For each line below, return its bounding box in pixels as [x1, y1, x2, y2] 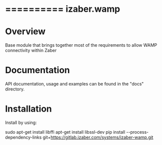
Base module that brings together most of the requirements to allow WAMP [5, 42, 158, 48]
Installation [5, 103, 52, 115]
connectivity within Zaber [5, 48, 57, 54]
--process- [126, 129, 149, 135]
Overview [5, 26, 46, 37]
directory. [5, 86, 25, 92]
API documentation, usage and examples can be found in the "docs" [5, 81, 144, 87]
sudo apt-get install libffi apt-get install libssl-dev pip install [5, 129, 126, 135]
